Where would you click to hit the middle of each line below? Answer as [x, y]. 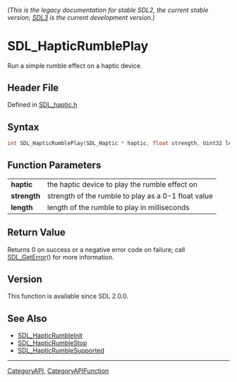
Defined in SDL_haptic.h [42, 105]
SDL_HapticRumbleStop [52, 343]
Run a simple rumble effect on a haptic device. [75, 65]
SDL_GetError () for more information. [61, 257]
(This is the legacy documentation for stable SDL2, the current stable [108, 10]
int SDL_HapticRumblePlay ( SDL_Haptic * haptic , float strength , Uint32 [115, 144]
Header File [33, 87]
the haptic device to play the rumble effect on [122, 184]
